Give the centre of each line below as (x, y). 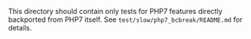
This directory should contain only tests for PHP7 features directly (115, 11)
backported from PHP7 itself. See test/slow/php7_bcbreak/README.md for (126, 19)
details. (20, 28)
